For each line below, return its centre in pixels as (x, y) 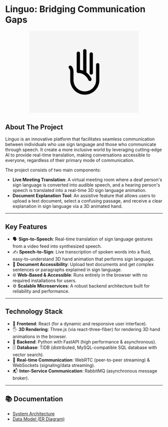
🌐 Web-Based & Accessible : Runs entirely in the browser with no (80, 275)
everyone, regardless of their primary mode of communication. (70, 160)
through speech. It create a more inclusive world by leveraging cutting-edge (84, 150)
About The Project (34, 127)
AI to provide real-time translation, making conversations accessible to (78, 155)
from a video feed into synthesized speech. (57, 246)
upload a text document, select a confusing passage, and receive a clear (87, 201)
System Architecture (33, 413)
